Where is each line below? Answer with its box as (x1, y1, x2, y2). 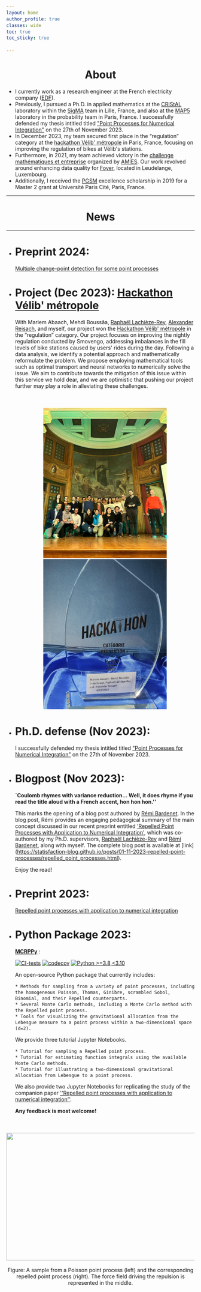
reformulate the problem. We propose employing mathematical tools (14, 357, 184, 364)
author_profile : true (6, 16, 60, 22)
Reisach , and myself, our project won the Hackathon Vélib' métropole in (14, 325, 191, 332)
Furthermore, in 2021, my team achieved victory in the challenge (14, 151, 174, 158)
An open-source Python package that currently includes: (14, 971, 156, 978)
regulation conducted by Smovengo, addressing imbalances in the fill (14, 337, 186, 345)
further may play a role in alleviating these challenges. (14, 382, 148, 390)
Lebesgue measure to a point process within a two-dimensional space (14, 1019, 193, 1025)
